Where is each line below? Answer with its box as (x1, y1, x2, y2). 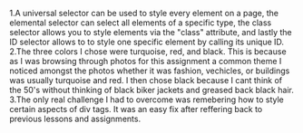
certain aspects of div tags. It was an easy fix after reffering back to (9, 104, 263, 114)
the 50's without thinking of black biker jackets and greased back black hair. (9, 85, 295, 95)
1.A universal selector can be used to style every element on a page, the (9, 8, 279, 18)
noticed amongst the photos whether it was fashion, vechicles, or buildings (9, 65, 290, 76)
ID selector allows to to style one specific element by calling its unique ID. (9, 36, 284, 47)
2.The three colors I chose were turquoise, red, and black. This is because (9, 46, 288, 57)
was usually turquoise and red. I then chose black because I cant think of (9, 75, 283, 85)
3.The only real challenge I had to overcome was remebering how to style (9, 94, 284, 105)
